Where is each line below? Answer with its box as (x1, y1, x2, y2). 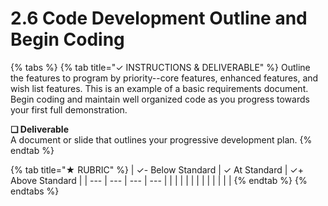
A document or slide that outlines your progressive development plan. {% (10, 133, 313, 146)
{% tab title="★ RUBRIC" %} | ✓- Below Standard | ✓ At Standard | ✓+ (10, 163, 304, 176)
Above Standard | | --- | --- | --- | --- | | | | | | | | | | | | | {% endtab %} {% (10, 174, 308, 186)
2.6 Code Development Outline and (10, 7, 308, 30)
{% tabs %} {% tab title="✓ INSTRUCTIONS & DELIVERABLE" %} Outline (10, 61, 311, 73)
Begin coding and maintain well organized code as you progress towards (10, 93, 310, 105)
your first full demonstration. (10, 103, 128, 116)
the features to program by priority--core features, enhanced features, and (10, 72, 319, 84)
